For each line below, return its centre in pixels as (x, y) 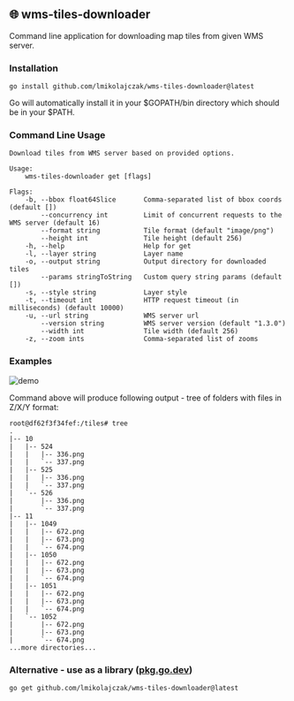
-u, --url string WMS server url (112, 316)
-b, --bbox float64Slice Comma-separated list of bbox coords (154, 200)
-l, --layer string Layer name (104, 254)
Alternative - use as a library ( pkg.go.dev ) (101, 669)
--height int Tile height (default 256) (142, 239)
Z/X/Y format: (34, 407)
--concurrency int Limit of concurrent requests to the (162, 216)
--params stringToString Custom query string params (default (162, 278)
